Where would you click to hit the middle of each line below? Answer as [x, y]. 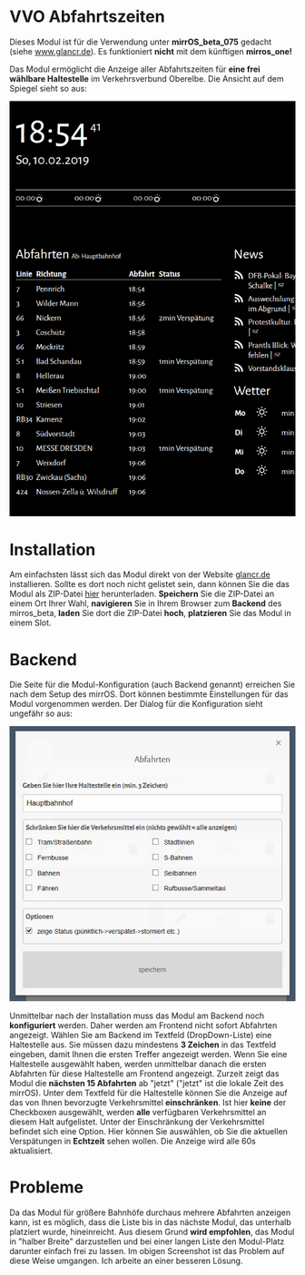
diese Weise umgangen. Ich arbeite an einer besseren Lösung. [126, 1260]
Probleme [47, 1187]
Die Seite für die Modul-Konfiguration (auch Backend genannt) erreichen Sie [152, 685]
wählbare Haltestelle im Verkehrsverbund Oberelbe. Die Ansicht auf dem [147, 78]
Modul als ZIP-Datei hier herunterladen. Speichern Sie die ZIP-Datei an [142, 594]
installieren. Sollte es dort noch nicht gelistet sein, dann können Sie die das [150, 584]
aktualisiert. [31, 1151]
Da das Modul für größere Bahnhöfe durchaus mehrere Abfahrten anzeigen [150, 1212]
